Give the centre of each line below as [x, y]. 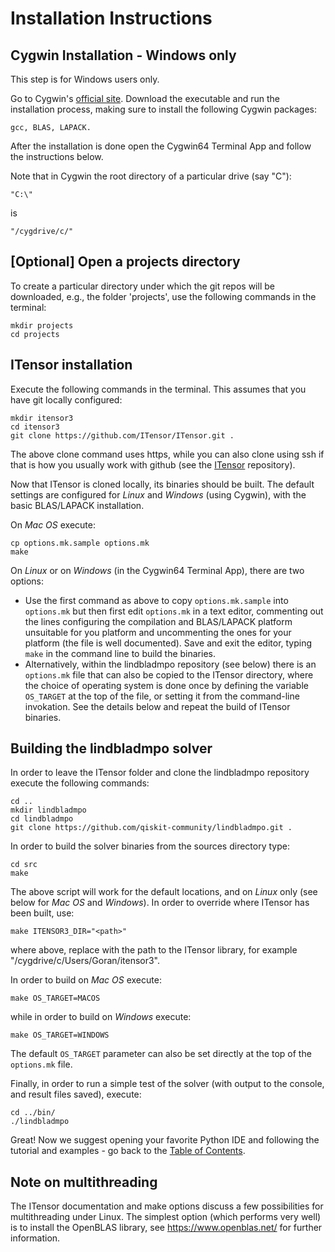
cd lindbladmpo [42, 819]
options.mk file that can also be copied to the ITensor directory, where [169, 674]
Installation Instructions [111, 18]
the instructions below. [57, 156]
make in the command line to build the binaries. [120, 653]
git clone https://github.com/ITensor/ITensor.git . [122, 435]
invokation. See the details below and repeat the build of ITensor [157, 706]
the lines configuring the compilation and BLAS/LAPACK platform [158, 621]
